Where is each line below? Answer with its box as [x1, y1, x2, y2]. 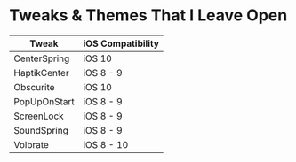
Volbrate [13, 138, 49, 150]
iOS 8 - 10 [83, 138, 129, 150]
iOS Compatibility [83, 37, 160, 50]
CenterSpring [13, 52, 70, 65]
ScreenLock [13, 110, 64, 122]
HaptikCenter [13, 66, 69, 79]
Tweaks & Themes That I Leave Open [9, 5, 288, 26]
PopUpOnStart [13, 95, 75, 107]
